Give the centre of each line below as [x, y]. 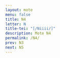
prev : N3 [14, 43]
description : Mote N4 [28, 33]
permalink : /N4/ [22, 38]
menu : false [18, 15]
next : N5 [14, 47]
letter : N [16, 24]
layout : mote [19, 10]
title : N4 [16, 19]
